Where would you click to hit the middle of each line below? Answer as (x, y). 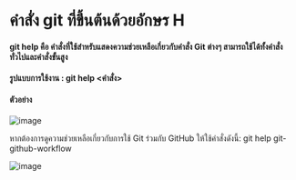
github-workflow (41, 148)
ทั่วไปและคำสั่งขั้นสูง (39, 56)
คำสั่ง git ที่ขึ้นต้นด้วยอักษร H (97, 20)
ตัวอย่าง (21, 99)
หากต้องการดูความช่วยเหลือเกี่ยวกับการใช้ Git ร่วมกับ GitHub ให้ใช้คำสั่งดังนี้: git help (140, 138)
